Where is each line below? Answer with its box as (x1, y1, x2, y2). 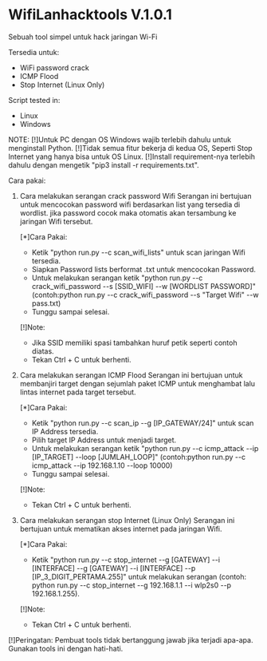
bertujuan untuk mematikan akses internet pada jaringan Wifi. (19, 524, 222, 533)
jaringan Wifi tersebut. (19, 216, 93, 226)
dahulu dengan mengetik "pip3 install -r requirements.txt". (8, 160, 199, 169)
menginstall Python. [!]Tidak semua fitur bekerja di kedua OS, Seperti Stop (8, 143, 253, 152)
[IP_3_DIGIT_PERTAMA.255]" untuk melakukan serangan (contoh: (31, 572, 247, 581)
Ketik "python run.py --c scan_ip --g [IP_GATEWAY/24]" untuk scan (31, 418, 254, 428)
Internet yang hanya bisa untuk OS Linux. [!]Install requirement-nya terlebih (8, 152, 256, 161)
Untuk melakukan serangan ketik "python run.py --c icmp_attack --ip (31, 443, 259, 453)
